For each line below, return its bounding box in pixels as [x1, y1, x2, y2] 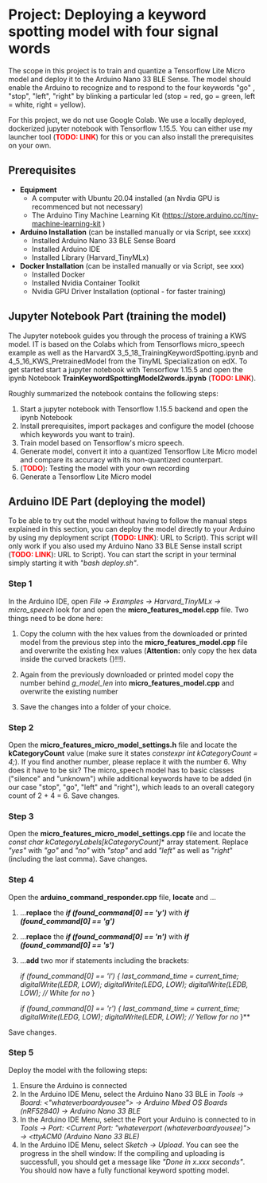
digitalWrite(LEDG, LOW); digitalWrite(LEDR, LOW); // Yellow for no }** [19, 1012, 250, 1021]
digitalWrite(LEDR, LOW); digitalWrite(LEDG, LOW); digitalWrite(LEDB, [19, 979, 249, 989]
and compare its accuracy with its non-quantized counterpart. [19, 454, 223, 464]
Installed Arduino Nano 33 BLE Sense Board [31, 235, 176, 245]
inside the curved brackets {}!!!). [19, 654, 126, 663]
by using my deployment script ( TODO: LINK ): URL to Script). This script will [8, 533, 258, 543]
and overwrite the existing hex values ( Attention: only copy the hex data [19, 646, 257, 655]
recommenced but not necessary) [31, 202, 144, 211]
